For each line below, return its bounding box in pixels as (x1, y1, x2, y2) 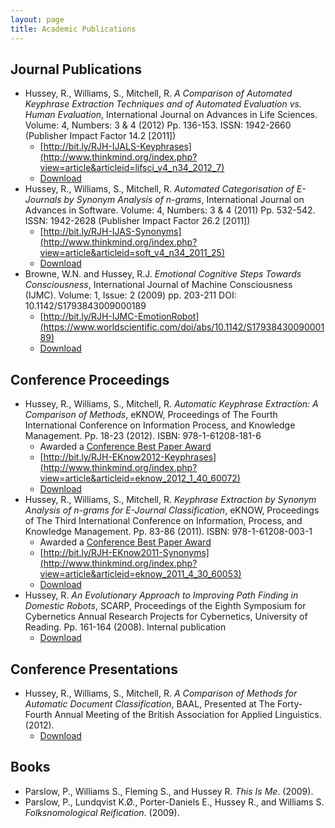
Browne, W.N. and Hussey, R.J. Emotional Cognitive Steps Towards (24, 268, 302, 280)
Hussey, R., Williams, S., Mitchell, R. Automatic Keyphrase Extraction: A (24, 398, 319, 410)
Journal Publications (10, 61, 143, 78)
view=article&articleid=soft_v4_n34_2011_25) (39, 247, 226, 259)
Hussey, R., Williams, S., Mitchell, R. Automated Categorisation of (24, 183, 295, 195)
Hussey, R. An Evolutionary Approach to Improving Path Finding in (24, 589, 299, 601)
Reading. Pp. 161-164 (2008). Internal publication (24, 621, 227, 633)
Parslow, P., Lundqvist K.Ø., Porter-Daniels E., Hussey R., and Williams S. (24, 796, 325, 808)
